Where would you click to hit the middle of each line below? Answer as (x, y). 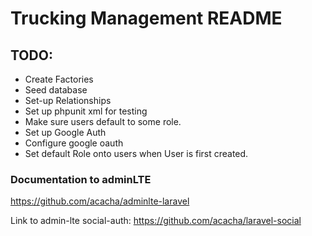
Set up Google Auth (65, 132)
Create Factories (59, 79)
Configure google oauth (74, 143)
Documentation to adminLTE (81, 179)
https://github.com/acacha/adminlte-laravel (100, 201)
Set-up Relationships (68, 100)
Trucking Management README (146, 18)
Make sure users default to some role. (103, 121)
